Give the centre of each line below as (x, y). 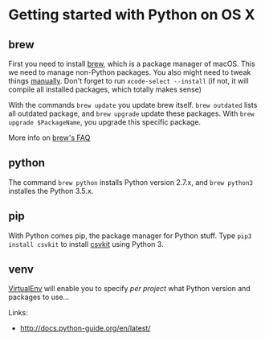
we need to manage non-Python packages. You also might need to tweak (130, 72)
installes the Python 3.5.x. (51, 191)
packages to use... (39, 297)
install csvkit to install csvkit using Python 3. (86, 244)
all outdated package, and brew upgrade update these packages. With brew (131, 113)
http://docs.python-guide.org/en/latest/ (85, 328)
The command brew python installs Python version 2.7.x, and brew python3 (130, 182)
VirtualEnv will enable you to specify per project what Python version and (129, 289)
